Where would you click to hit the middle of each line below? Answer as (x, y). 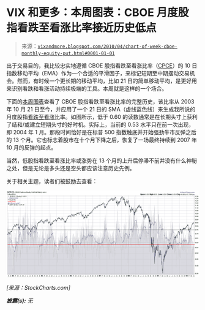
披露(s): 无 (20, 300)
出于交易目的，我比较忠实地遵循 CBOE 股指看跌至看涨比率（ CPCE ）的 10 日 (102, 66)
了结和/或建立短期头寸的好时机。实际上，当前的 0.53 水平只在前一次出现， (100, 124)
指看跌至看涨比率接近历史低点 (82, 28)
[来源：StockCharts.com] (38, 287)
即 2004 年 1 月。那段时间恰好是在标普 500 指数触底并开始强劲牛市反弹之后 (102, 132)
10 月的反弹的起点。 (32, 147)
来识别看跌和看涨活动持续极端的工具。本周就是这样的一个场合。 (87, 88)
